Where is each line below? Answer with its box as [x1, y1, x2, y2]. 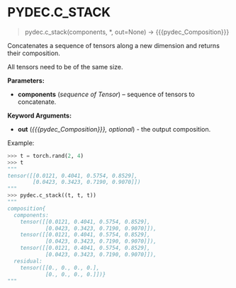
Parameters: [7, 76, 45, 85]
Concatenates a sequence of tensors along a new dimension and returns [7, 41, 220, 50]
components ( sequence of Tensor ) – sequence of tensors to [17, 90, 195, 98]
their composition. [7, 49, 60, 57]
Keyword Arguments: [7, 111, 72, 120]
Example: [7, 139, 35, 147]
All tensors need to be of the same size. [7, 62, 123, 71]
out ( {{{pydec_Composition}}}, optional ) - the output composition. [17, 125, 211, 133]
